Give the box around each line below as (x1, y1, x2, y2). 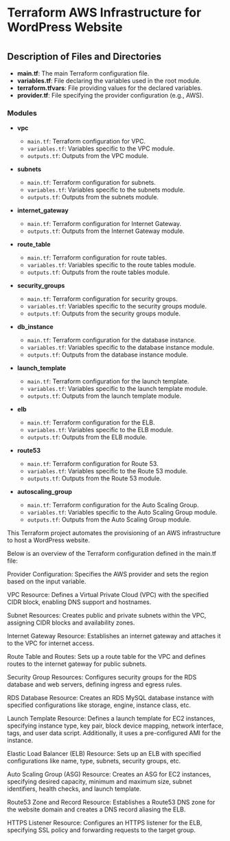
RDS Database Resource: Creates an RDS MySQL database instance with (7, 694, 214, 702)
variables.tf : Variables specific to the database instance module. (27, 344, 215, 352)
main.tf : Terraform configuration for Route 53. (27, 460, 159, 468)
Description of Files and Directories (7, 51, 162, 63)
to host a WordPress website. (7, 536, 91, 544)
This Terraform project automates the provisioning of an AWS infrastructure (7, 529, 221, 537)
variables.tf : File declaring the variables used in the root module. (16, 76, 201, 85)
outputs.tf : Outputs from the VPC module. (27, 152, 149, 160)
